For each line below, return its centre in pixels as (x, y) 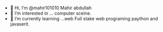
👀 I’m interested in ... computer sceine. (51, 13)
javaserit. (20, 24)
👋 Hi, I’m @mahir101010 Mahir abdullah (51, 8)
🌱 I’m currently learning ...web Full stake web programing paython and (84, 19)
